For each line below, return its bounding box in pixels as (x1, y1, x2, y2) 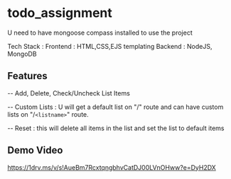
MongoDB (7, 50, 37, 58)
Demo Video (7, 144, 63, 156)
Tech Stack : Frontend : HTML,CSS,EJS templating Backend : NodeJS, (7, 42, 213, 50)
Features (7, 70, 48, 82)
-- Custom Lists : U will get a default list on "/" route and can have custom (7, 103, 224, 111)
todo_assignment (7, 5, 112, 21)
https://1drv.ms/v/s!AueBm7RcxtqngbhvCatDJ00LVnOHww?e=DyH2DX (7, 163, 217, 171)
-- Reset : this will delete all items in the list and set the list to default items (7, 124, 225, 132)
